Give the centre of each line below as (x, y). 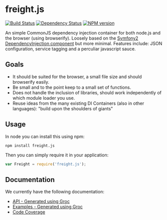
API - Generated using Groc (41, 201)
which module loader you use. (44, 98)
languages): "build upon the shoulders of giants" (63, 108)
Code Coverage (29, 212)
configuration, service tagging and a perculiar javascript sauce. (71, 49)
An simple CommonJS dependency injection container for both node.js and (83, 33)
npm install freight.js (30, 146)
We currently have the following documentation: (55, 192)
